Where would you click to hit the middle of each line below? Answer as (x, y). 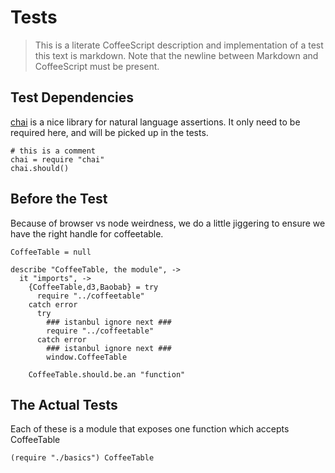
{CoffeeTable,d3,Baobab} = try (93, 287)
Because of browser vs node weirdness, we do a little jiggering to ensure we (168, 223)
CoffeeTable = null (51, 252)
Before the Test (59, 199)
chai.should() (40, 168)
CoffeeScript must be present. (97, 66)
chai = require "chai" (57, 159)
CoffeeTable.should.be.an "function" (107, 374)
